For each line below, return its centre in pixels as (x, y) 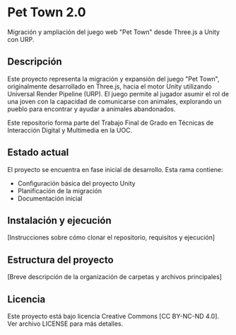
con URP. (21, 39)
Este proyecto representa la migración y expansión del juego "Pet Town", (114, 79)
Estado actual (38, 153)
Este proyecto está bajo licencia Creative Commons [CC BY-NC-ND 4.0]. (113, 316)
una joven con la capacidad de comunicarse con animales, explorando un (114, 101)
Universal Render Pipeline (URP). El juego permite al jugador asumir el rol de (118, 93)
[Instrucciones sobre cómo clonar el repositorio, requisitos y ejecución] (111, 237)
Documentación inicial (50, 198)
